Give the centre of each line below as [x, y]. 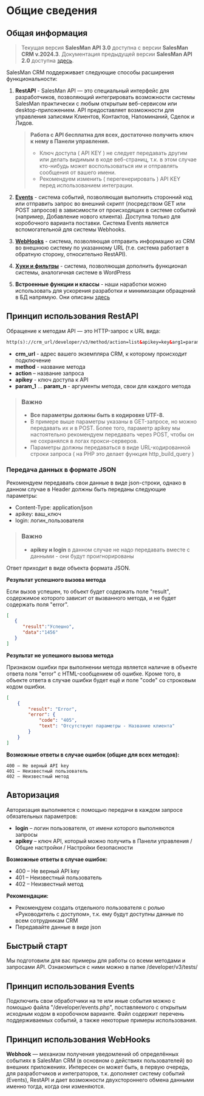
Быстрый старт [37, 946]
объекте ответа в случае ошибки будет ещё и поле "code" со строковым [101, 680]
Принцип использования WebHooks [78, 1039]
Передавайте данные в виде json [58, 927]
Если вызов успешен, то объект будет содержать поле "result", [88, 592]
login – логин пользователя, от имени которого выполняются [95, 828]
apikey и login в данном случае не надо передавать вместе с [110, 550]
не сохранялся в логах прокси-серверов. [84, 441]
